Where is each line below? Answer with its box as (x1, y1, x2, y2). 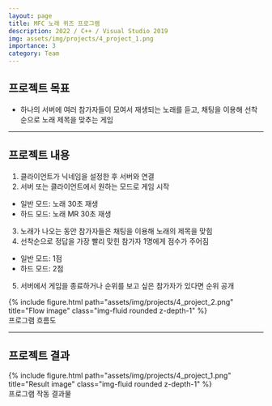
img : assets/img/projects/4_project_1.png (8, 34, 154, 43)
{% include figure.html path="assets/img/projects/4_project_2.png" (8, 297, 234, 306)
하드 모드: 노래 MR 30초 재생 (19, 208, 112, 219)
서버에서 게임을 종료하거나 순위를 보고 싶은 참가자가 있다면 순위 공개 (19, 280, 235, 290)
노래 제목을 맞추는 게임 (41, 114, 113, 124)
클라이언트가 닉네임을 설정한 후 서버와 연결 (19, 171, 155, 181)
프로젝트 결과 (8, 349, 70, 363)
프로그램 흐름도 (8, 315, 57, 325)
